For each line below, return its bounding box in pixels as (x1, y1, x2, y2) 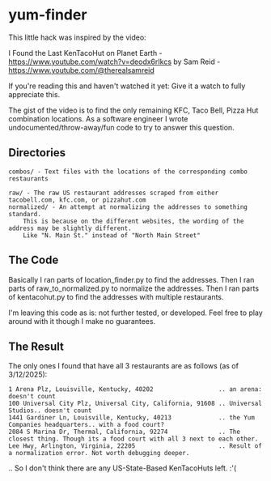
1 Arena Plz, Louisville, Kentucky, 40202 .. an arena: (8, 385, 263, 394)
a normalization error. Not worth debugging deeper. (8, 449, 190, 458)
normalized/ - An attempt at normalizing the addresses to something (8, 202, 248, 211)
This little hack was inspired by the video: (8, 32, 147, 42)
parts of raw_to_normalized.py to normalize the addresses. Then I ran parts (8, 283, 260, 293)
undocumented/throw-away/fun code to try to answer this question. (8, 122, 235, 132)
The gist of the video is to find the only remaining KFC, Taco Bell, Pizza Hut (8, 105, 259, 115)
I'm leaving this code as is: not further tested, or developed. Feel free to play (8, 308, 263, 317)
